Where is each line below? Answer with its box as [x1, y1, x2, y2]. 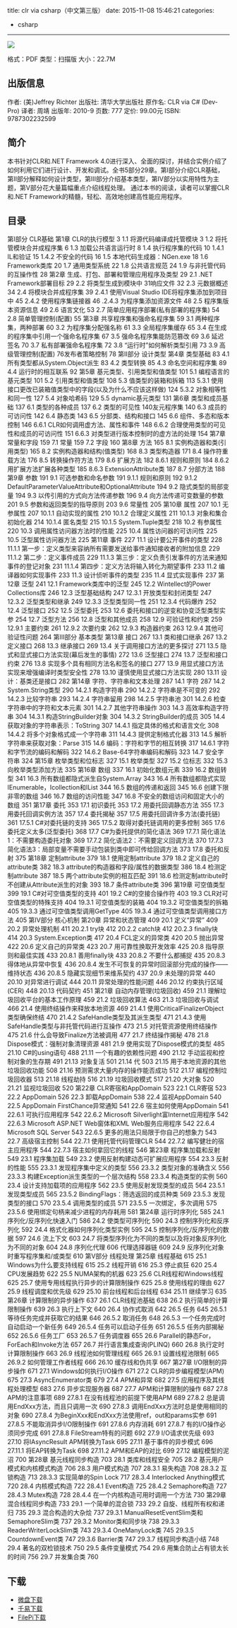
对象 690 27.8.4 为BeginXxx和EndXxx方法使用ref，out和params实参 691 [7, 1411, 217, 1420]
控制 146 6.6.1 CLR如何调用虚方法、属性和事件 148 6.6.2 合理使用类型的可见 [7, 420, 226, 429]
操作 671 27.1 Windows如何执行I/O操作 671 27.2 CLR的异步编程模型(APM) [13, 1367, 224, 1375]
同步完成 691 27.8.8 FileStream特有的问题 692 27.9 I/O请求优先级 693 [13, 1428, 214, 1438]
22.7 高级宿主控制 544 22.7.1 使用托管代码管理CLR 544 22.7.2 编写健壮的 [7, 1137, 219, 1145]
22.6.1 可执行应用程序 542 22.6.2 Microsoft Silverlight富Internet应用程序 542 [7, 1110, 229, 1119]
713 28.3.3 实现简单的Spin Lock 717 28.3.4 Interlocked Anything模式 [27, 1473, 225, 1482]
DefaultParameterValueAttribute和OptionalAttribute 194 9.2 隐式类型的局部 [7, 483, 224, 491]
